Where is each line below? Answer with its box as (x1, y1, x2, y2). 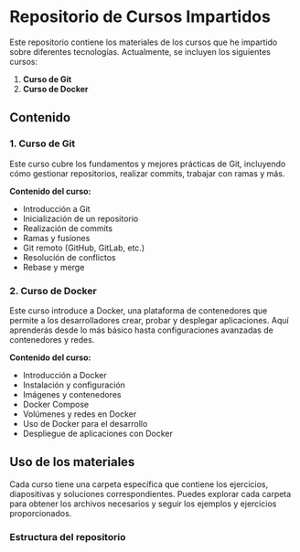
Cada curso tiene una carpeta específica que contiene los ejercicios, (9, 478, 269, 490)
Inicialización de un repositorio (22, 213, 139, 224)
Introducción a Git (22, 203, 91, 214)
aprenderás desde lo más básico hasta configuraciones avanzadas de (9, 324, 274, 335)
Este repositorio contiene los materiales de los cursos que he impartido (9, 37, 278, 48)
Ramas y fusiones (22, 232, 91, 243)
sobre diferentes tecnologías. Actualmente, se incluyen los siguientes (9, 46, 272, 57)
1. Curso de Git (9, 137, 76, 150)
